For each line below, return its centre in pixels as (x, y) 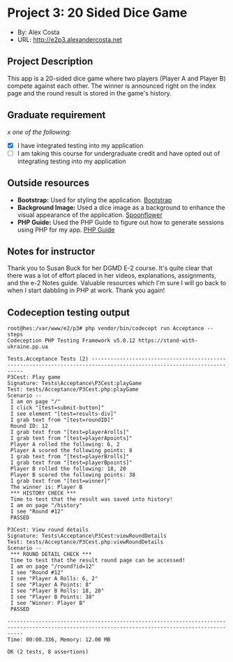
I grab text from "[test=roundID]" (62, 420)
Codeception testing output (69, 312)
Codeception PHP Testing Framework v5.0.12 (72, 341)
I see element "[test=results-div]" (63, 414)
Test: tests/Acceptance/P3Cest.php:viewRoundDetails (85, 542)
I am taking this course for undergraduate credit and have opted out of (119, 153)
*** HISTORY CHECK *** (43, 493)
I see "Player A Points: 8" (51, 585)
